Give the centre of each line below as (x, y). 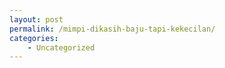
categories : (34, 38)
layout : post (36, 19)
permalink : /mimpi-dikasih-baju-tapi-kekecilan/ (112, 29)
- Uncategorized (61, 47)
